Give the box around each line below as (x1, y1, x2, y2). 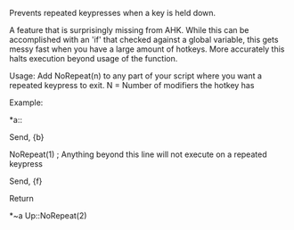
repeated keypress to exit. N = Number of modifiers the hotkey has (9, 80, 255, 90)
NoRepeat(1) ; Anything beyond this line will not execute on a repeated (9, 149, 267, 160)
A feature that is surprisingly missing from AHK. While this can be (9, 25, 249, 35)
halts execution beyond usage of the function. (9, 53, 178, 63)
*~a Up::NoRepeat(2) (9, 210, 87, 221)
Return (9, 193, 34, 203)
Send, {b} (9, 132, 45, 142)
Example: (9, 97, 44, 108)
